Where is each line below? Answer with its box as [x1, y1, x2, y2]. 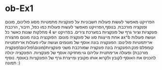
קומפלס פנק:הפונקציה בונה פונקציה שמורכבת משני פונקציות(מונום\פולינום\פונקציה [5, 44, 154, 50]
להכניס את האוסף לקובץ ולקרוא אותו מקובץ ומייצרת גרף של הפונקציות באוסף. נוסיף [5, 55, 156, 60]
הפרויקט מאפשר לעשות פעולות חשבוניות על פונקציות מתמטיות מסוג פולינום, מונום [5, 19, 155, 25]
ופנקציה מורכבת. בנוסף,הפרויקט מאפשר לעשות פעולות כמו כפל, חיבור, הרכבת [5, 24, 147, 29]
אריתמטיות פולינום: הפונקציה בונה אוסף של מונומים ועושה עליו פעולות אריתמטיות [5, 39, 152, 45]
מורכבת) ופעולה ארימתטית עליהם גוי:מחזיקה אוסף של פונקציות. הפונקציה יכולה [5, 49, 148, 56]
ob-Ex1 [5, 3, 34, 14]
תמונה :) [5, 60, 21, 66]
